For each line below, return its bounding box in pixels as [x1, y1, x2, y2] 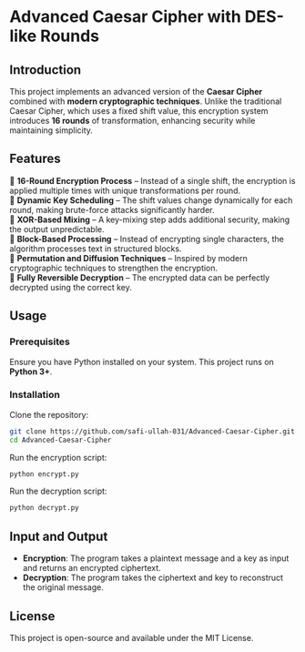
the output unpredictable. [9, 223, 105, 234]
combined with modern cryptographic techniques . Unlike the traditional [9, 96, 282, 107]
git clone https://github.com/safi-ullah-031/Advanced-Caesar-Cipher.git [9, 426, 296, 436]
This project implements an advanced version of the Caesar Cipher [9, 87, 262, 97]
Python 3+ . [9, 366, 53, 377]
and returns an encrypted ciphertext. [22, 563, 161, 574]
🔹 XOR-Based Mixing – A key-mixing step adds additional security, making [9, 214, 290, 225]
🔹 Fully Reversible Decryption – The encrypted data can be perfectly [9, 271, 270, 283]
